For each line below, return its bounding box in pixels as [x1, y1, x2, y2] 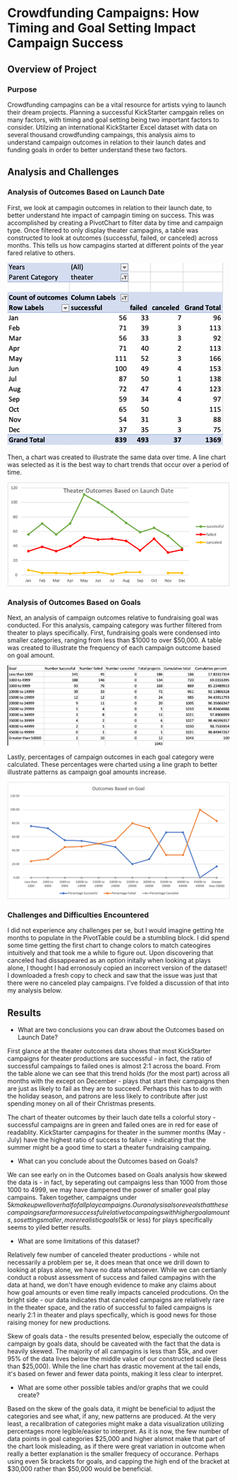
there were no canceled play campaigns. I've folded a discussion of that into [7, 978, 229, 988]
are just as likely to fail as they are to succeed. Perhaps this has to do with [7, 1085, 222, 1093]
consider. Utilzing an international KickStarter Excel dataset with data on [7, 122, 217, 132]
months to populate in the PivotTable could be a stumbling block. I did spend [7, 934, 230, 942]
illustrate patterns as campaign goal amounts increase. [7, 768, 167, 776]
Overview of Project [7, 63, 97, 75]
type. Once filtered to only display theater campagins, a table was [7, 226, 199, 234]
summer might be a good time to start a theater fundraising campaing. [7, 1143, 212, 1152]
